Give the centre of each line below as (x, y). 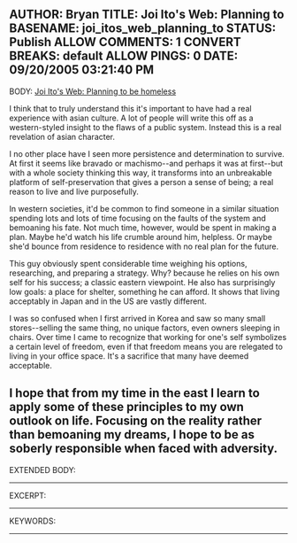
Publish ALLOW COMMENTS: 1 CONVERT (125, 42)
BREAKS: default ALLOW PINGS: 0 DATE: (124, 56)
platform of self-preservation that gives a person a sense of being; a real (141, 182)
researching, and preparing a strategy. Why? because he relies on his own (145, 273)
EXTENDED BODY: (43, 469)
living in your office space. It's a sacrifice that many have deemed (129, 356)
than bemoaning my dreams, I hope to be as (132, 434)
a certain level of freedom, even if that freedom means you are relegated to (146, 346)
